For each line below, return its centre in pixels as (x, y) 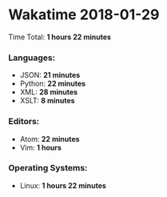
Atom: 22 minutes (50, 139)
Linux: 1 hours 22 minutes (63, 185)
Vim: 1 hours (41, 147)
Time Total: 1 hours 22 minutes (60, 37)
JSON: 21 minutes (50, 75)
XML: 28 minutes (49, 92)
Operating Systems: (48, 168)
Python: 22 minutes (53, 84)
